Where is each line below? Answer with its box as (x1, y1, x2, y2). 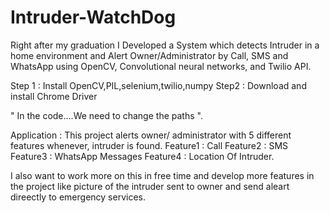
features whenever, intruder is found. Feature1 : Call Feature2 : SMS (10, 139, 289, 151)
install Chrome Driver (10, 90, 98, 102)
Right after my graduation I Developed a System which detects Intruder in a (10, 39, 320, 51)
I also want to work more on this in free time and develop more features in (10, 169, 315, 181)
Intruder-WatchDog (10, 6, 177, 29)
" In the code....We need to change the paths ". (10, 109, 203, 121)
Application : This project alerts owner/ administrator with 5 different (10, 129, 292, 141)
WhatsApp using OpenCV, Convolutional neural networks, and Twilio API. (10, 60, 312, 72)
